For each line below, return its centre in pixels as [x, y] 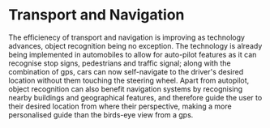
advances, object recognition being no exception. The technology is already [135, 45]
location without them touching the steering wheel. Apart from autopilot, [129, 80]
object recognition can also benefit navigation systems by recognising [126, 89]
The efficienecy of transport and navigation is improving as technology [127, 37]
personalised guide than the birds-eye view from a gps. [101, 114]
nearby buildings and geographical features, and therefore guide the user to [135, 97]
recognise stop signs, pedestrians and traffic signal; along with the [120, 63]
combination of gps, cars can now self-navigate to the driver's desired [126, 71]
